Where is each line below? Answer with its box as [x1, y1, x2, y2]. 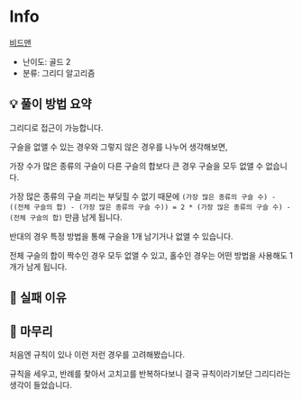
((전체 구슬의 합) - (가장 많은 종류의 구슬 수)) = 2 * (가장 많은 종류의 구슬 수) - [9, 203, 291, 212]
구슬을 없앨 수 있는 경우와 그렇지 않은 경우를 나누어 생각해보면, [9, 141, 228, 152]
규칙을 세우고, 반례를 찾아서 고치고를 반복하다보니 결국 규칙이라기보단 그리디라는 [9, 367, 291, 379]
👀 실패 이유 [9, 290, 68, 305]
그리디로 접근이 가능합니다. [9, 122, 104, 132]
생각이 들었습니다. [9, 379, 73, 390]
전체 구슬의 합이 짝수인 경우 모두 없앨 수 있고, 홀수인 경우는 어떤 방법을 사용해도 [9, 249, 288, 260]
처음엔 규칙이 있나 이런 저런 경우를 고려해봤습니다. [9, 349, 186, 359]
